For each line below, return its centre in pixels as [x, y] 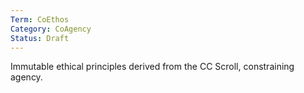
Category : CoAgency [51, 29]
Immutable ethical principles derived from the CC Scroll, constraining [152, 67]
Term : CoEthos [40, 19]
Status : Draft [40, 38]
